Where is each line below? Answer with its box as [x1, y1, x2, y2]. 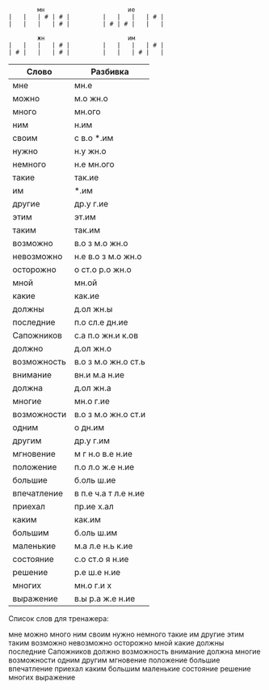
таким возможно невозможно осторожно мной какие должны [8, 638, 225, 647]
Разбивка [90, 66, 129, 77]
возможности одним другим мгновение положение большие [8, 655, 221, 665]
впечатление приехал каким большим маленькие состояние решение [8, 664, 252, 673]
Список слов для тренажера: [8, 614, 109, 623]
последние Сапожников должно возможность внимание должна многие [8, 647, 261, 656]
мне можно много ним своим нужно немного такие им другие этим [8, 629, 245, 639]
